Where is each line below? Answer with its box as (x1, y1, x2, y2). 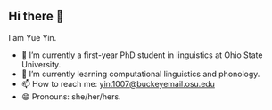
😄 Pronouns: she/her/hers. (21, 90, 121, 102)
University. (21, 59, 62, 69)
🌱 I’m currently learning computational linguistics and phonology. (21, 68, 260, 79)
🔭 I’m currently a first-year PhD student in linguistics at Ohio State (21, 50, 263, 60)
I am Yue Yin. (8, 32, 57, 43)
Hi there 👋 (8, 9, 64, 24)
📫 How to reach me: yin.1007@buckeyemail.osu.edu (21, 78, 216, 89)
